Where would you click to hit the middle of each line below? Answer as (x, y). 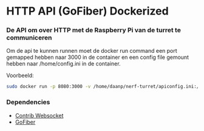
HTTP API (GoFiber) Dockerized (87, 11)
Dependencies (28, 102)
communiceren (29, 38)
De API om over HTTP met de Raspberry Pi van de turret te (93, 30)
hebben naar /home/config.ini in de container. (63, 64)
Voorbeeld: (20, 76)
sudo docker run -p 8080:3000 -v (49, 87)
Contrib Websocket (39, 115)
